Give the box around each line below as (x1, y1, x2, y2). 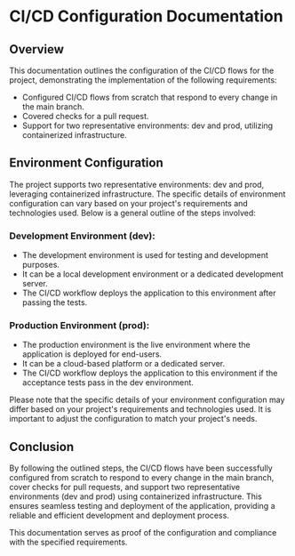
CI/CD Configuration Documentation (9, 6, 283, 27)
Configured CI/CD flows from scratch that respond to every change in (21, 92, 278, 102)
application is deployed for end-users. (21, 349, 163, 359)
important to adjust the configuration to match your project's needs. (9, 414, 258, 424)
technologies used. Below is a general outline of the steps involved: (9, 207, 256, 218)
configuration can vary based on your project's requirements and (9, 197, 249, 208)
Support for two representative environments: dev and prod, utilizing (21, 120, 274, 131)
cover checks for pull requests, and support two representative (9, 482, 241, 493)
